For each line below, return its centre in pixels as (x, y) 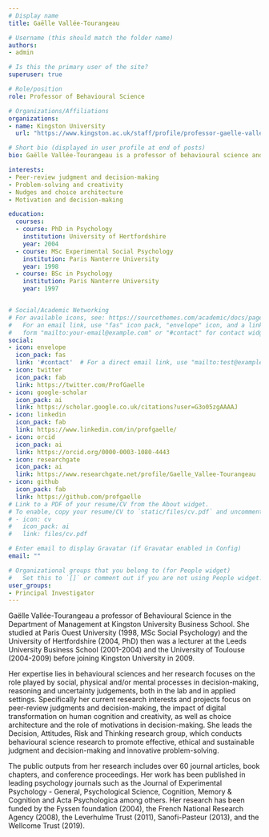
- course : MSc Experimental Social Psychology (94, 251)
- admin (21, 53)
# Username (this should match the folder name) (91, 38)
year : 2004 (41, 244)
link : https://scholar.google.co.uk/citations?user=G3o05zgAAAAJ (127, 407)
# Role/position (35, 89)
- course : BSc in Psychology (64, 274)
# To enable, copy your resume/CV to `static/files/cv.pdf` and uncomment (136, 512)
